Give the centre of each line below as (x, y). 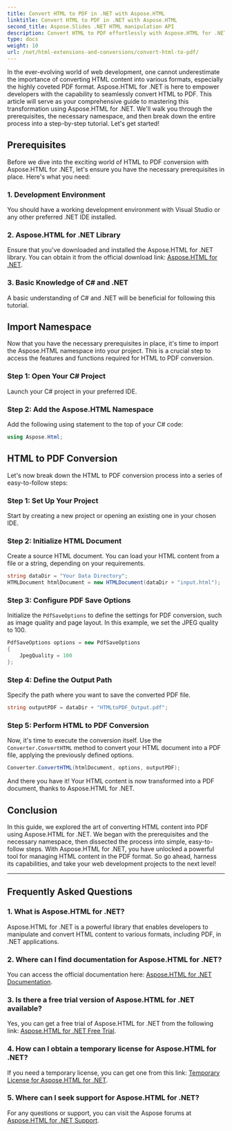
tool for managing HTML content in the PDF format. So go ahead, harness (112, 856)
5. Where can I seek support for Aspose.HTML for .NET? (103, 1098)
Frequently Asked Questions (70, 892)
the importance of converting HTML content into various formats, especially (115, 79)
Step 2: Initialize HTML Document (65, 541)
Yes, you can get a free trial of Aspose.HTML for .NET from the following (110, 1024)
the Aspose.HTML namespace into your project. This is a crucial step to (109, 351)
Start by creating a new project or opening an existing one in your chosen (112, 515)
